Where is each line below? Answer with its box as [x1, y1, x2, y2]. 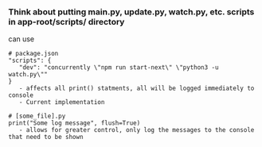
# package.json [8, 50, 59, 58]
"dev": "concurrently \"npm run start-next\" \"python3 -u [18, 64, 219, 72]
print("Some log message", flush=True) [8, 119, 141, 127]
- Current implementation [18, 99, 105, 106]
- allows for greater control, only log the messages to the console [18, 126, 255, 134]
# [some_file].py [8, 112, 66, 121]
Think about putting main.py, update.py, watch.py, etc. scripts [8, 6, 255, 17]
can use [8, 34, 35, 44]
